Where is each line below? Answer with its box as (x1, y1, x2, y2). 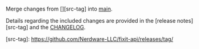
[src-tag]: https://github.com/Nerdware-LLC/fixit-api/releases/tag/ (6, 36, 174, 42)
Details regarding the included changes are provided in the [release (6, 17, 176, 24)
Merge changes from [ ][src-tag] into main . (6, 6, 113, 12)
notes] (176, 17, 193, 24)
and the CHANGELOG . (29, 24, 86, 31)
